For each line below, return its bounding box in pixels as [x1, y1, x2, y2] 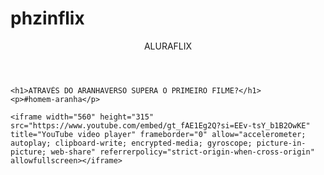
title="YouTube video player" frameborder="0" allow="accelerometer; [10, 129, 307, 139]
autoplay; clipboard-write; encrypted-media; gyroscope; [10, 138, 253, 148]
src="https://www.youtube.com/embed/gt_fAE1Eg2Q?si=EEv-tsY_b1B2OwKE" [10, 120, 311, 131]
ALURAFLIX [143, 40, 193, 52]
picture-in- [256, 138, 307, 148]
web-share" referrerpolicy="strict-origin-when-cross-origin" [50, 147, 315, 157]
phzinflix [10, 7, 85, 30]
